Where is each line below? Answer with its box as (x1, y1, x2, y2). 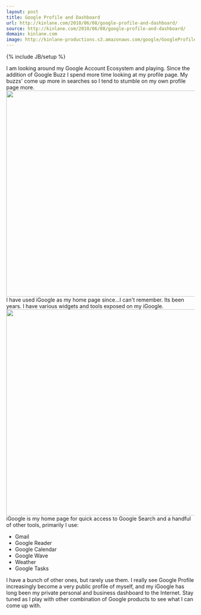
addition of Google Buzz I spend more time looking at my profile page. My (6, 71, 188, 78)
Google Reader (14, 539, 53, 546)
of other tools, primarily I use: (6, 521, 79, 528)
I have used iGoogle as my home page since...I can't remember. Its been (6, 296, 184, 303)
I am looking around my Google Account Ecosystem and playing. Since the (6, 65, 190, 72)
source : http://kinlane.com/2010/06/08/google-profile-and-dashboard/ (6, 25, 186, 32)
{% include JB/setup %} (6, 53, 66, 60)
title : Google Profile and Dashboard (6, 14, 100, 20)
